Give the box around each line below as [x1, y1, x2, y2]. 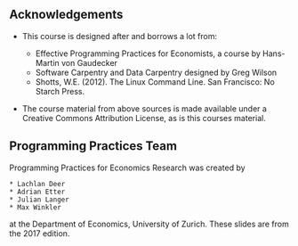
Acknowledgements [9, 7, 124, 22]
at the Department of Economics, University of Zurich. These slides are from [9, 218, 289, 229]
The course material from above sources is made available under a [21, 102, 267, 114]
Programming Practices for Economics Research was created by [9, 162, 246, 173]
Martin [35, 57, 60, 68]
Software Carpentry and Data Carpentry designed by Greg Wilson [35, 67, 278, 78]
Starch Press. [35, 86, 85, 96]
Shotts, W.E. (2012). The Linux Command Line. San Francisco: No [35, 76, 276, 87]
